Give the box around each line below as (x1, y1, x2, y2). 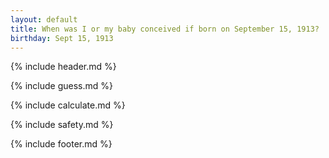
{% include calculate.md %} (10, 99, 126, 111)
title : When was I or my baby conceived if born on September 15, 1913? (10, 24, 320, 34)
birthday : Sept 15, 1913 (10, 33, 114, 43)
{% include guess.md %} (10, 80, 113, 92)
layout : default (10, 14, 78, 25)
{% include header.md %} (10, 61, 117, 73)
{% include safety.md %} (10, 119, 114, 131)
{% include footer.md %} (10, 138, 113, 150)
